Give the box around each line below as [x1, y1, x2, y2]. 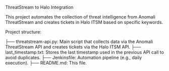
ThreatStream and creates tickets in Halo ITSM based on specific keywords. [5, 19, 163, 25]
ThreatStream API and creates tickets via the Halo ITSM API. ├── [5, 44, 141, 49]
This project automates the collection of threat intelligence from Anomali [5, 14, 155, 19]
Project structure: [5, 29, 42, 34]
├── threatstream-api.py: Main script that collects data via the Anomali [5, 38, 153, 44]
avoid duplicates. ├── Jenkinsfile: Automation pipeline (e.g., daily [5, 54, 142, 60]
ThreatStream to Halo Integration [5, 4, 74, 10]
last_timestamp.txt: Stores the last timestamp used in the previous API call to [5, 49, 164, 55]
